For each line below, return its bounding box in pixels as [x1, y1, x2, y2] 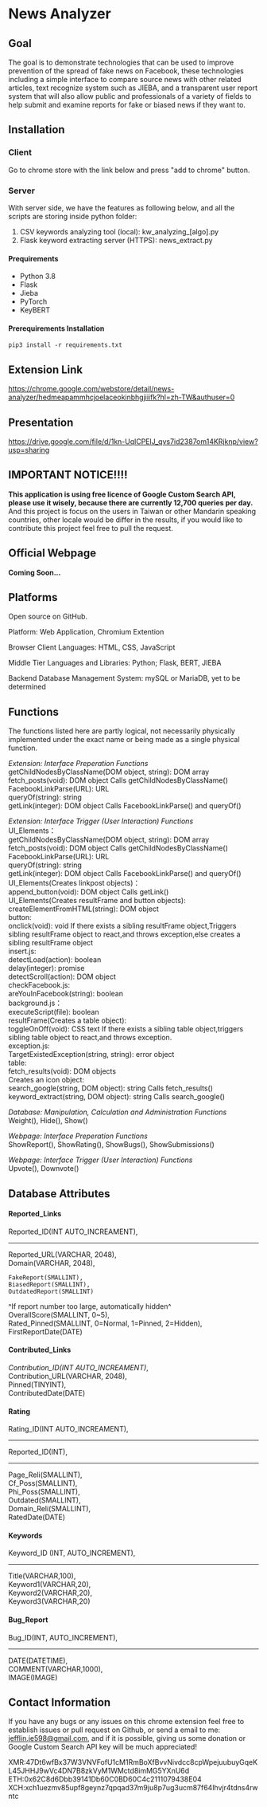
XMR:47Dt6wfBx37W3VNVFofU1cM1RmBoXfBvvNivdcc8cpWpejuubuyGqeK [8, 1758, 258, 1767]
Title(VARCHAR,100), [8, 1571, 76, 1581]
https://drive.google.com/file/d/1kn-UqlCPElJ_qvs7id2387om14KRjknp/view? [8, 437, 258, 446]
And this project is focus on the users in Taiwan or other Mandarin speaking [8, 506, 257, 516]
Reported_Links [8, 1209, 62, 1219]
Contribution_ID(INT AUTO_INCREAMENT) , [8, 1363, 149, 1373]
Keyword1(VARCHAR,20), [8, 1580, 91, 1589]
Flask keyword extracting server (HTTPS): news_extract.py [19, 235, 213, 245]
